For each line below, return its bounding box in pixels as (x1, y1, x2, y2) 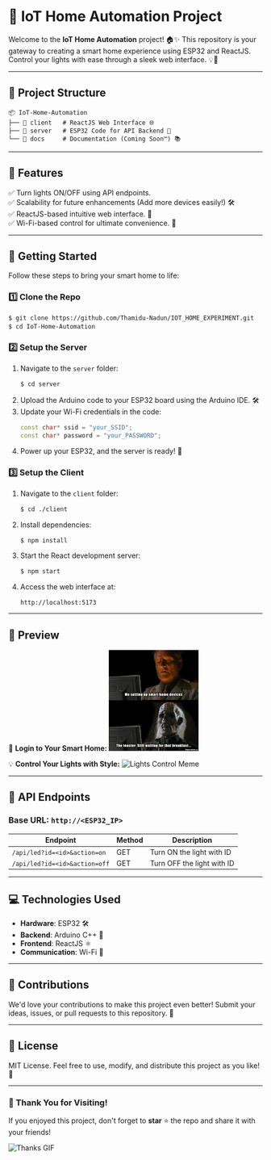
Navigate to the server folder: (19, 363, 119, 373)
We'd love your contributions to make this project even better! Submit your (8, 999, 256, 1009)
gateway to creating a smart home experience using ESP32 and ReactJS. (8, 46, 252, 56)
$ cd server (19, 379, 60, 388)
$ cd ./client (19, 505, 68, 513)
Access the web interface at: (19, 582, 116, 592)
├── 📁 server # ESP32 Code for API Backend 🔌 (8, 127, 172, 135)
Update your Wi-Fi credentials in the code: (19, 407, 161, 417)
